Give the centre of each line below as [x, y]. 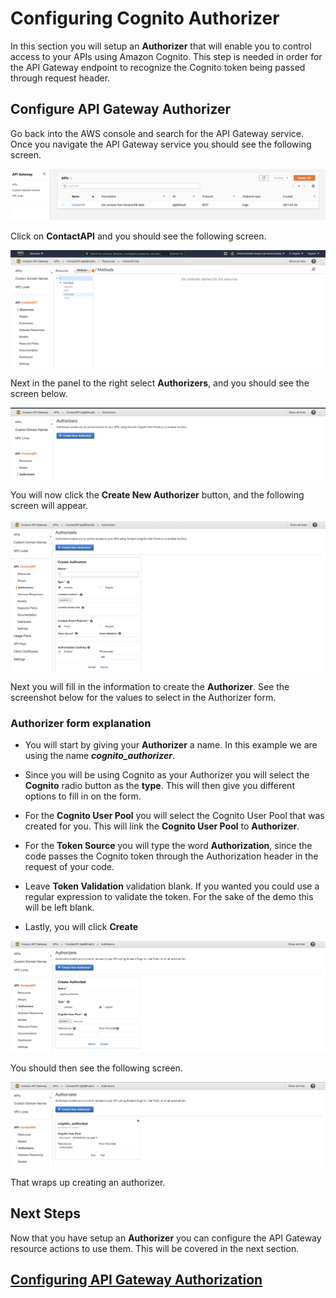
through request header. [60, 78]
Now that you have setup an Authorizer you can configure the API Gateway [166, 1238]
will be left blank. [59, 908]
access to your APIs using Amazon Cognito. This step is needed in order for [166, 56]
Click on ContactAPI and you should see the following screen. [138, 236]
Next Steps [45, 1213]
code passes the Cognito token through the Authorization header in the [171, 856]
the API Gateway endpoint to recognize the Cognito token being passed [158, 67]
